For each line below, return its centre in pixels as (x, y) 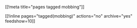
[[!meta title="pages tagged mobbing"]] (45, 7)
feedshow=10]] (20, 21)
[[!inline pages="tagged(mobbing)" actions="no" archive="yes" (69, 16)
